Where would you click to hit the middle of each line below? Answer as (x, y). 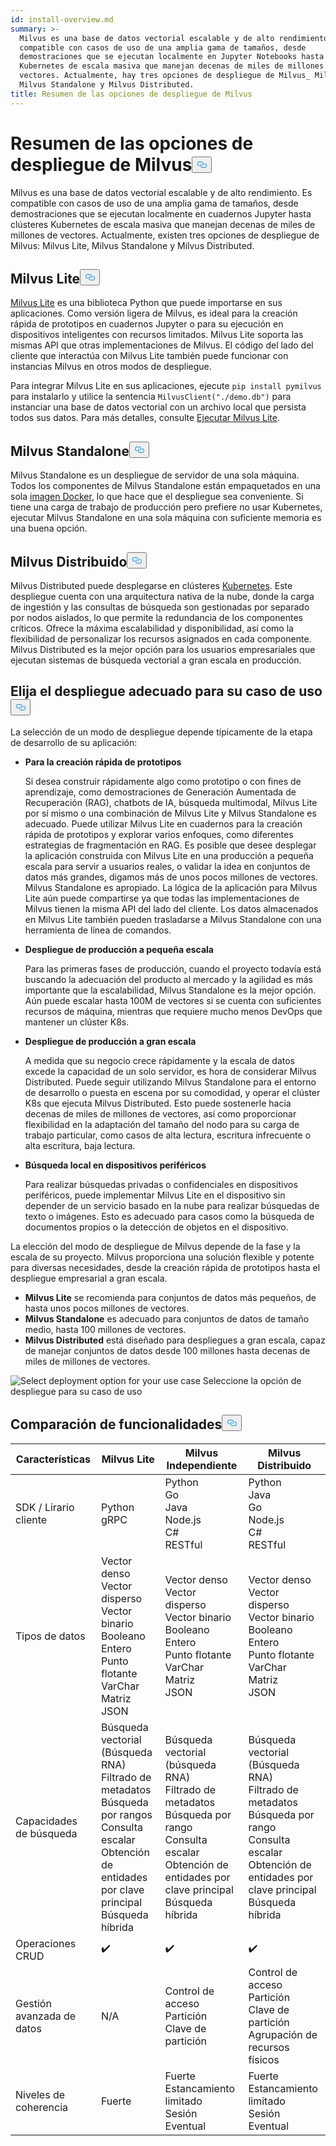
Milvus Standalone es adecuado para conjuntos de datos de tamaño (167, 1318)
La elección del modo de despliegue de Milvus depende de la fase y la (155, 1246)
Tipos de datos (50, 1636)
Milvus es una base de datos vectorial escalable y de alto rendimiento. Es (161, 192)
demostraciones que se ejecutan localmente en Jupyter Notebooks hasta (172, 57)
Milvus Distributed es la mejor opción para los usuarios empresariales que (163, 649)
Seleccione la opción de (252, 1380)
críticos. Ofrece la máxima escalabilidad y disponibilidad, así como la (152, 628)
